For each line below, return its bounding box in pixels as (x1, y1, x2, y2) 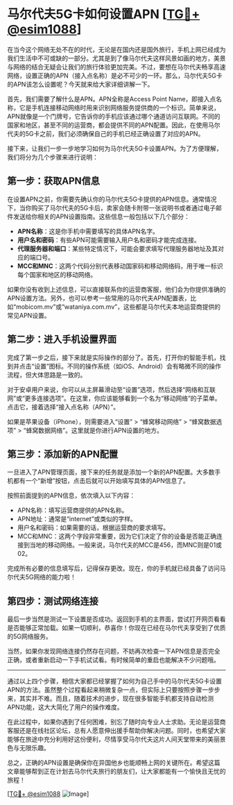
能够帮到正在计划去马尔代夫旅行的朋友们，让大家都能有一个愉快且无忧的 (19, 768, 226, 776)
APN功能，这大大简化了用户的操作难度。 (7, 703, 123, 711)
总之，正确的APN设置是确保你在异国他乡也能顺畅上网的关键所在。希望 (7, 759, 209, 767)
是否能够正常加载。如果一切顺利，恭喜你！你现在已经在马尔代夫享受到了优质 (7, 624, 226, 632)
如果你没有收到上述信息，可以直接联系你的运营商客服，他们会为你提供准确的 (7, 285, 226, 294)
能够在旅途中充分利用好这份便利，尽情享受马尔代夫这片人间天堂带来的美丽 (7, 735, 220, 743)
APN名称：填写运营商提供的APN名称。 (17, 506, 128, 514)
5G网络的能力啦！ (25, 573, 76, 582)
